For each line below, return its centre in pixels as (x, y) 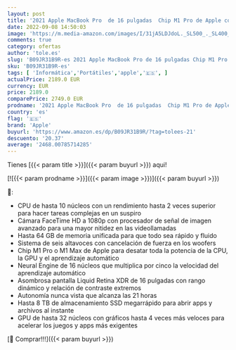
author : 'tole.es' (34, 54)
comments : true (29, 40)
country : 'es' (28, 112)
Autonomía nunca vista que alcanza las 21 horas (87, 296)
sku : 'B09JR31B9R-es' (39, 66)
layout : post (26, 14)
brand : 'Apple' (29, 125)
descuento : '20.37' (36, 138)
